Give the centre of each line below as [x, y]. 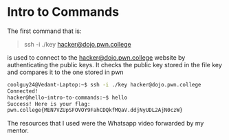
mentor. [18, 130]
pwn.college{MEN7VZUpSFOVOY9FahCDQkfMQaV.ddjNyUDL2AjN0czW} [95, 110]
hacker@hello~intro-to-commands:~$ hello [67, 97]
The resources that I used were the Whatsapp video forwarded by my [106, 124]
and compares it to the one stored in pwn [65, 72]
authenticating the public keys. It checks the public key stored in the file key [115, 65]
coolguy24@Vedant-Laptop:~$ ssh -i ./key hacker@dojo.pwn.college [104, 84]
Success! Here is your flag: [49, 104]
